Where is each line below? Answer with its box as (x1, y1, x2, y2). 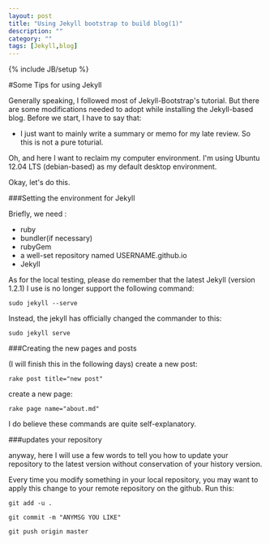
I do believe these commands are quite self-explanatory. (8, 419, 197, 429)
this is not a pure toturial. (19, 137, 104, 147)
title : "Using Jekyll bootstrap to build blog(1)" (8, 19, 183, 28)
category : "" (8, 34, 53, 43)
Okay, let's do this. (8, 178, 71, 188)
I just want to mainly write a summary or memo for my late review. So (19, 129, 251, 139)
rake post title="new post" (8, 375, 104, 383)
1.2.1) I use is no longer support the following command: (8, 283, 195, 293)
